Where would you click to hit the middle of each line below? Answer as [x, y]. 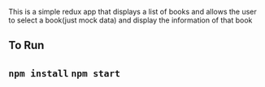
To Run [26, 46]
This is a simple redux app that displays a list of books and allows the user [133, 12]
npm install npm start [64, 73]
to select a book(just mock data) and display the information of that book [130, 20]
